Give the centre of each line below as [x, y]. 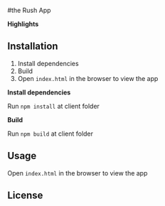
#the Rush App [29, 10]
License [25, 196]
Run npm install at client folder [53, 106]
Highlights [23, 24]
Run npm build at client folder [50, 134]
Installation [33, 47]
